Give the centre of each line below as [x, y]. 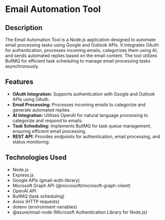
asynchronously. [22, 66]
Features [19, 82]
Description [24, 28]
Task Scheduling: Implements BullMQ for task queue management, [82, 125]
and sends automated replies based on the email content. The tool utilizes [81, 55]
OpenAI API [24, 190]
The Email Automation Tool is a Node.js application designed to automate [80, 39]
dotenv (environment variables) [45, 206]
